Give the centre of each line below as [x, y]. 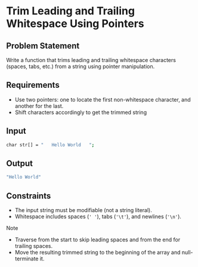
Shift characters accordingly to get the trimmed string [81, 112]
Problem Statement [43, 46]
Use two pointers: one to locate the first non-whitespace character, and [103, 99]
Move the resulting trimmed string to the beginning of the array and [98, 252]
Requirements [33, 85]
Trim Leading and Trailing [71, 11]
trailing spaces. [34, 246]
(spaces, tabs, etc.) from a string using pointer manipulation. [81, 66]
